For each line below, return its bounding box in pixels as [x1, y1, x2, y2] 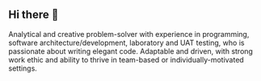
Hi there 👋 [8, 8, 59, 22]
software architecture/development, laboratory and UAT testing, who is [8, 38, 245, 47]
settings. [8, 63, 38, 73]
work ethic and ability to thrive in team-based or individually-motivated [8, 55, 244, 64]
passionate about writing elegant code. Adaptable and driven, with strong [8, 46, 253, 56]
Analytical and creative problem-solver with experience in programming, [8, 29, 250, 38]
